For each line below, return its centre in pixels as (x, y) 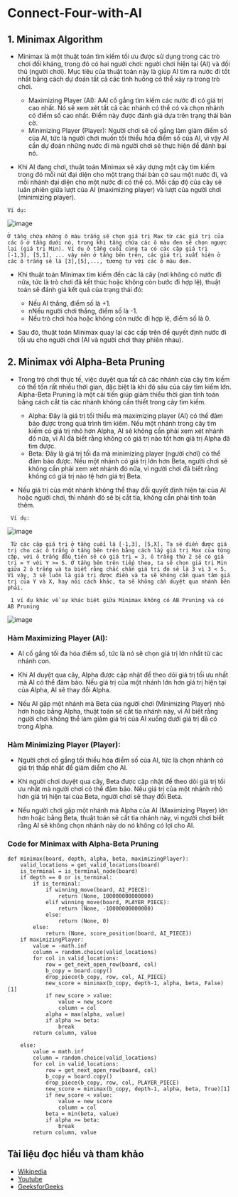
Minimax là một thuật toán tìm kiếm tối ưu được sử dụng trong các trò (119, 56)
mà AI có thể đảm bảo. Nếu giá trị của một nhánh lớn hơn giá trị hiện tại (122, 682)
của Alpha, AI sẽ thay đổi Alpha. (64, 690)
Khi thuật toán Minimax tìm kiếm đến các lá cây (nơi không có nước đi (119, 274)
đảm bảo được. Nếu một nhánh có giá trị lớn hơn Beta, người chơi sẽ (128, 461)
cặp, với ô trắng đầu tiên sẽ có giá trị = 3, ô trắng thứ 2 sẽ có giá (115, 557)
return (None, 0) (84, 921)
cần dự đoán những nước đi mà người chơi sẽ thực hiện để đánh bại (127, 146)
